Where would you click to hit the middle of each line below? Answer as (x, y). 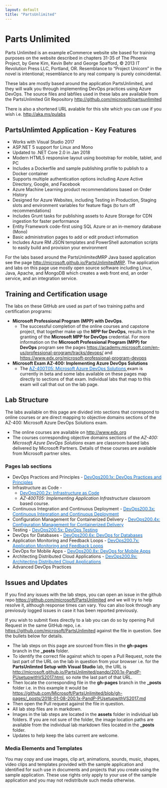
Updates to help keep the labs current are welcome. (65, 735)
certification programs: (29, 311)
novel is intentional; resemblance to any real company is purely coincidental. (83, 74)
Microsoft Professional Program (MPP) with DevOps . (68, 321)
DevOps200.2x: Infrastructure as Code (59, 493)
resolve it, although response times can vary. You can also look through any (83, 605)
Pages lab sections (29, 466)
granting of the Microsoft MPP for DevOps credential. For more (85, 337)
